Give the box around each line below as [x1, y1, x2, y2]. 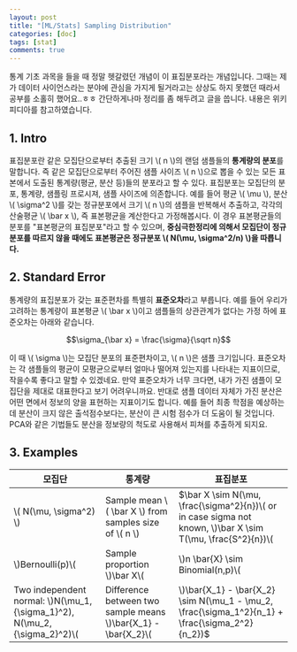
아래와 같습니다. [39, 316, 95, 327]
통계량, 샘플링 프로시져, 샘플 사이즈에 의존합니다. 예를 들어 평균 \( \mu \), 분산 [20, 188, 288, 199]
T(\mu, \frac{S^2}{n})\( [178, 533, 274, 545]
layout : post [9, 12, 57, 22]
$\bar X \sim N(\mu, [178, 488, 262, 501]
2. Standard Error [9, 270, 106, 285]
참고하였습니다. [39, 104, 93, 115]
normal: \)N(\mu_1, [13, 594, 93, 607]
